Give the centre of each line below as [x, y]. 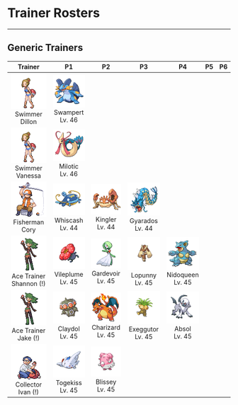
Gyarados [144, 221]
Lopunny [144, 275]
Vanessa [28, 176]
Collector [29, 384]
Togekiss [69, 382]
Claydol [69, 329]
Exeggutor [144, 329]
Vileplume [69, 275]
